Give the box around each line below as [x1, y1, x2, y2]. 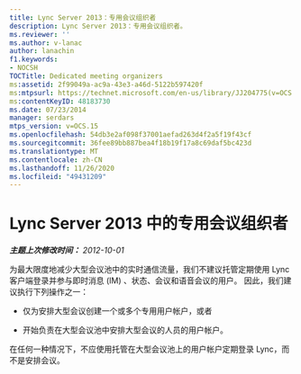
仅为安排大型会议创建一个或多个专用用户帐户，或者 [22, 306, 213, 316]
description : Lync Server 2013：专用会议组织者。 [9, 22, 187, 31]
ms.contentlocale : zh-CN [9, 155, 103, 165]
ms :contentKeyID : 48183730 [9, 96, 111, 106]
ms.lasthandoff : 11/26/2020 [9, 164, 115, 173]
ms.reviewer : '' [9, 30, 70, 39]
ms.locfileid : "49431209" [9, 172, 106, 181]
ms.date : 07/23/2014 [9, 105, 87, 114]
